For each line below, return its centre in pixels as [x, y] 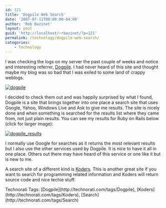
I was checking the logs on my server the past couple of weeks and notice [82, 61]
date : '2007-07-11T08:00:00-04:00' [42, 19]
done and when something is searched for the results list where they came [82, 113]
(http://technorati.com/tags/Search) [42, 200]
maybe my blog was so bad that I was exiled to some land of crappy [75, 72]
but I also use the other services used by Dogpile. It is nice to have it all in [81, 148]
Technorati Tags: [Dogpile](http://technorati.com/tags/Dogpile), [70, 189]
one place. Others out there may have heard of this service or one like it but [83, 154]
